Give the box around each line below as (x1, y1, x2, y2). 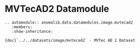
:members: (11, 24, 33, 30)
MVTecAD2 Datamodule (5, 3, 109, 15)
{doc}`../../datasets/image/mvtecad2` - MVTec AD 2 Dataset (5, 38, 136, 43)
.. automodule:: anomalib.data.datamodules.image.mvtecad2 (5, 20, 133, 25)
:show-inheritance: (11, 29, 53, 34)
